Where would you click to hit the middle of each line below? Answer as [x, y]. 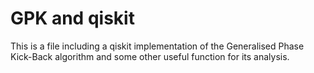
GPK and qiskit [72, 18]
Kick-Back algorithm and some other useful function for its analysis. [150, 56]
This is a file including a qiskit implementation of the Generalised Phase [157, 46]
